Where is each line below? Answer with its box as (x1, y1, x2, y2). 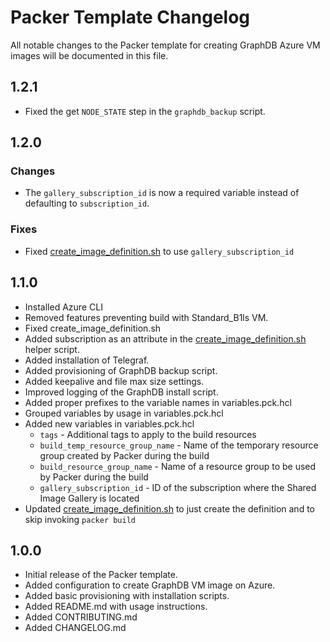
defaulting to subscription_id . (24, 197, 150, 210)
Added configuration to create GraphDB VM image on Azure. (24, 579, 276, 591)
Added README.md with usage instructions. (24, 601, 208, 613)
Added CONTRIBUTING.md (24, 611, 138, 623)
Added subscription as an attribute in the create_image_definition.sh (24, 332, 307, 345)
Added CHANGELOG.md (24, 622, 127, 634)
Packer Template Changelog (10, 6, 251, 29)
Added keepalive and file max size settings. (24, 375, 205, 387)
